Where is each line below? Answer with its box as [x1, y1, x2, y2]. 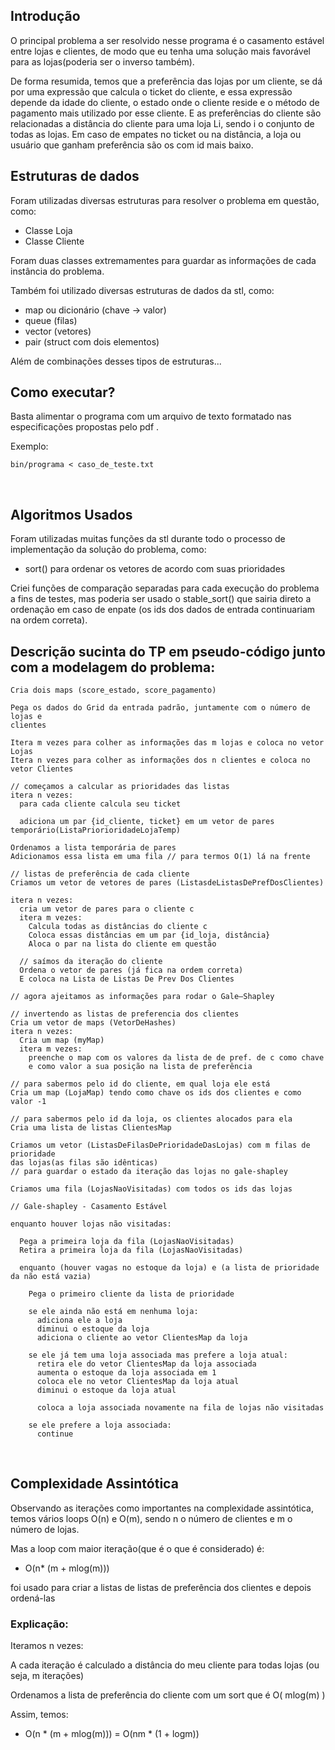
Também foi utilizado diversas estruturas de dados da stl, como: [10, 284, 275, 296]
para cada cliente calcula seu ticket [19, 799, 182, 809]
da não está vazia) [10, 1272, 92, 1282]
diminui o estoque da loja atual [36, 1385, 177, 1396]
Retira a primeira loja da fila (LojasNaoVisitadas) [19, 1245, 244, 1256]
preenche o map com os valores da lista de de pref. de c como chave [28, 1053, 325, 1063]
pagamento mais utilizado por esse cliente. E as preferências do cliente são [10, 107, 322, 119]
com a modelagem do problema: [10, 659, 216, 676]
